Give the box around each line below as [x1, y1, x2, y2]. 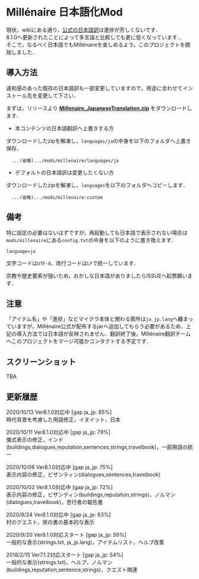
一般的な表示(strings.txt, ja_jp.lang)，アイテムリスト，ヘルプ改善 [6, 539, 165, 546]
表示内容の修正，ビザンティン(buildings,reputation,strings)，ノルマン [6, 491, 176, 498]
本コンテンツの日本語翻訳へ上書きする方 [14, 124, 114, 131]
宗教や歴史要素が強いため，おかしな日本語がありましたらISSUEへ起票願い [6, 272, 188, 279]
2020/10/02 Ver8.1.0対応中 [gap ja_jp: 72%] [6, 484, 113, 490]
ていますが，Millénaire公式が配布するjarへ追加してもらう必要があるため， [6, 323, 186, 330]
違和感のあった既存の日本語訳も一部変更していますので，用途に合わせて [6, 84, 183, 92]
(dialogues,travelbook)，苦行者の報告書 [6, 499, 103, 505]
